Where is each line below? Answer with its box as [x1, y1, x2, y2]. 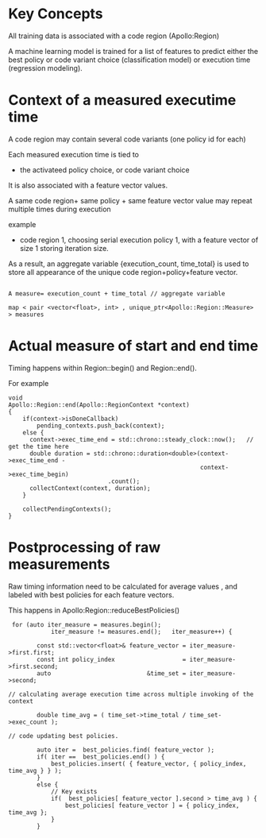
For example [8, 378, 49, 388]
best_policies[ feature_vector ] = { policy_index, [64, 801, 240, 809]
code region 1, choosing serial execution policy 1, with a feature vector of [19, 235, 259, 245]
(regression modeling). [8, 63, 83, 72]
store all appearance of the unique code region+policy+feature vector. [8, 267, 238, 276]
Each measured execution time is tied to [8, 149, 140, 159]
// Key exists [50, 787, 98, 795]
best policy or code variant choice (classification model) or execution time [8, 55, 251, 64]
